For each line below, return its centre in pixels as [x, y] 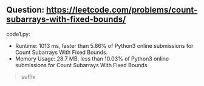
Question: [25, 10]
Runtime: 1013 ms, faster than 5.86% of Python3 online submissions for [104, 45]
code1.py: [18, 34]
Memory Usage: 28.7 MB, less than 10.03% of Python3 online [92, 58]
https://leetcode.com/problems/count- [122, 10]
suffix [28, 77]
